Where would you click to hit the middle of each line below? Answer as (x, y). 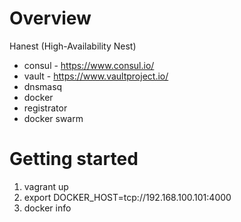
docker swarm (53, 118)
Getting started (74, 159)
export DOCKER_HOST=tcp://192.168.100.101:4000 (127, 197)
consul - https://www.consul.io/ (89, 65)
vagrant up (46, 186)
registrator (45, 108)
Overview (50, 18)
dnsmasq (43, 86)
